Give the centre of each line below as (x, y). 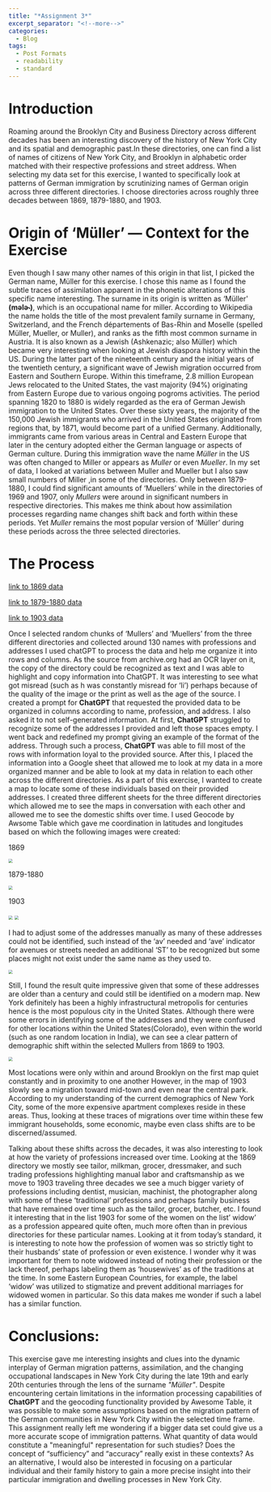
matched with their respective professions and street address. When (123, 165)
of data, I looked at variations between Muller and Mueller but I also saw (128, 470)
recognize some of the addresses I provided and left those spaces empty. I (133, 728)
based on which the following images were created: (94, 831)
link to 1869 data (36, 586)
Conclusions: (54, 1336)
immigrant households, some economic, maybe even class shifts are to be (132, 1124)
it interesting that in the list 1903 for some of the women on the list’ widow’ (132, 1217)
